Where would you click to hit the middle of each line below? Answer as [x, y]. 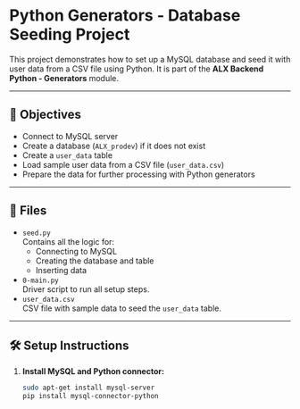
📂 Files [28, 211]
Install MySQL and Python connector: [93, 371]
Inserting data [61, 270]
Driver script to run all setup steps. [86, 289]
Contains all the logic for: [68, 241]
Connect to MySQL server [70, 136]
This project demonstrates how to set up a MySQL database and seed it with [150, 59]
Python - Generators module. [64, 78]
